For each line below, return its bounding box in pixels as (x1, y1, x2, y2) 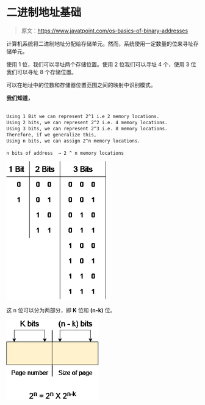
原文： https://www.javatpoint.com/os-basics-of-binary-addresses (21, 27, 188, 34)
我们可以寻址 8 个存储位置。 (6, 68, 77, 75)
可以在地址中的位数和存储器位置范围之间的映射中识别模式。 (6, 81, 156, 89)
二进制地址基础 (6, 6, 82, 20)
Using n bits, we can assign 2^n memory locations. (6, 138, 140, 144)
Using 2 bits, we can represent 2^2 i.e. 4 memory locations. (6, 119, 168, 125)
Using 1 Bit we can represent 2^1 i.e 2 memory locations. (6, 113, 160, 119)
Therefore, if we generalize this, (6, 132, 97, 138)
